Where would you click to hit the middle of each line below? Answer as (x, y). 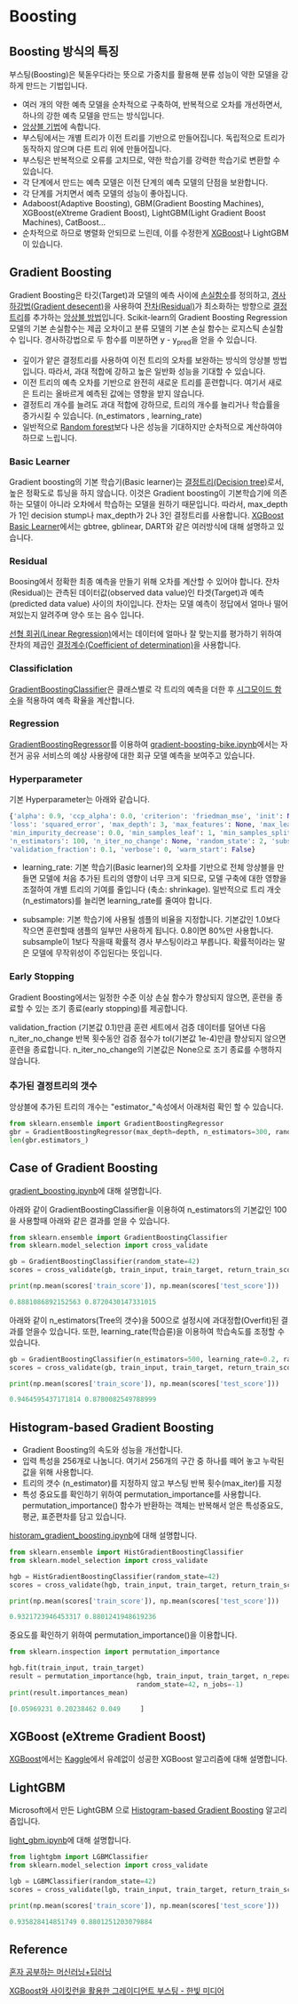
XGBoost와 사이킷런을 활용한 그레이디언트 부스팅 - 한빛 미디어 (117, 1991)
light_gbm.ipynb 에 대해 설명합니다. (70, 1840)
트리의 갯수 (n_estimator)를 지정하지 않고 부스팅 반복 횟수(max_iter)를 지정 (152, 1484)
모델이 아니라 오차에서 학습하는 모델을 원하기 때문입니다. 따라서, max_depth (157, 503)
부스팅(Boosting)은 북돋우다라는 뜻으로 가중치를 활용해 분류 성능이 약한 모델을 (144, 74)
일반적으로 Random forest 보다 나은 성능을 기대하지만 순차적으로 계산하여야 (152, 427)
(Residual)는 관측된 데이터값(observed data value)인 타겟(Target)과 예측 (137, 592)
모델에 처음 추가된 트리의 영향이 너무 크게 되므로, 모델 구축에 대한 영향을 (163, 879)
